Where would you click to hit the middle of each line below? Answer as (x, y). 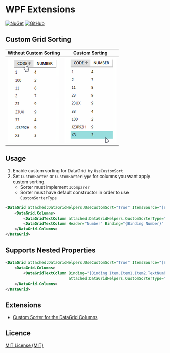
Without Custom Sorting (34, 53)
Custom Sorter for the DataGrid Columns (55, 317)
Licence (18, 333)
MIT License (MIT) (25, 345)
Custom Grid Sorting (38, 39)
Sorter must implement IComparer (55, 187)
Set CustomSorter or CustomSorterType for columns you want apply (81, 176)
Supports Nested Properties (50, 250)
